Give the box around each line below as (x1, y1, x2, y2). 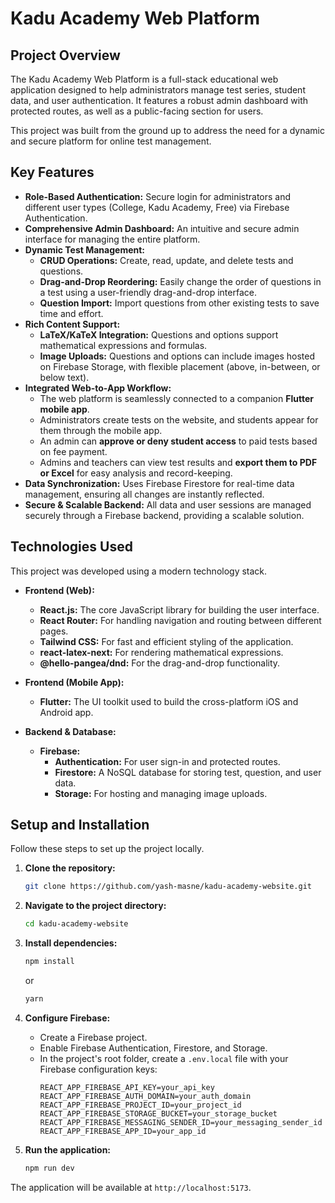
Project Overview (10, 47, 121, 64)
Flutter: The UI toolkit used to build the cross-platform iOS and (39, 695, 299, 707)
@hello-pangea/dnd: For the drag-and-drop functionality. (39, 657, 281, 669)
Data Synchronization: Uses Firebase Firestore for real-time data (24, 477, 295, 489)
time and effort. (39, 307, 104, 319)
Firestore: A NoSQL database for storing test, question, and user (54, 766, 322, 778)
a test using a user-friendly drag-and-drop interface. (39, 286, 257, 298)
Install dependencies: (24, 937, 118, 949)
